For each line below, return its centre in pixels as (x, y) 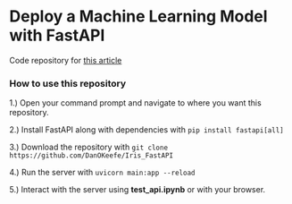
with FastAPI (57, 35)
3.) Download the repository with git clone (88, 147)
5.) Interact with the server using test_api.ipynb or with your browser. (138, 190)
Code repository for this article (66, 60)
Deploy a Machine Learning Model (138, 17)
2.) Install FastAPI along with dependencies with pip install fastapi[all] (146, 130)
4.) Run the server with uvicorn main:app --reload (102, 173)
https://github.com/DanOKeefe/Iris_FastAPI (92, 156)
